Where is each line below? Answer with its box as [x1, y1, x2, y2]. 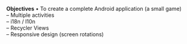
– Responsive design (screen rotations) [6, 31, 104, 38]
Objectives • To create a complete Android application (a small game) [6, 5, 182, 12]
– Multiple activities [6, 11, 55, 19]
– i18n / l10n [6, 18, 36, 25]
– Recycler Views [6, 24, 49, 31]
